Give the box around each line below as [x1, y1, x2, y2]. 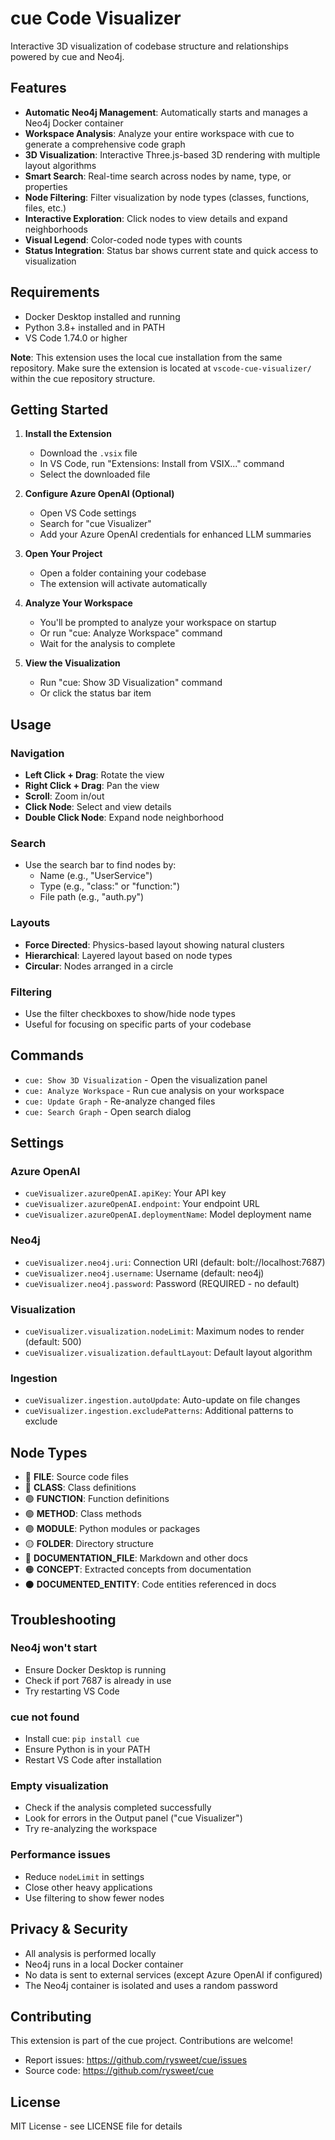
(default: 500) [24, 1336, 82, 1348]
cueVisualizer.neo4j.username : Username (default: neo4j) [24, 1267, 265, 1279]
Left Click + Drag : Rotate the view [24, 769, 165, 781]
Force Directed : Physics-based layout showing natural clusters [24, 938, 285, 951]
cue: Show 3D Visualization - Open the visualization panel [24, 1073, 268, 1086]
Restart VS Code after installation [24, 1754, 162, 1766]
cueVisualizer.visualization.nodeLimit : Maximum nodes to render [24, 1325, 305, 1337]
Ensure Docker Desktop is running [24, 1663, 167, 1676]
